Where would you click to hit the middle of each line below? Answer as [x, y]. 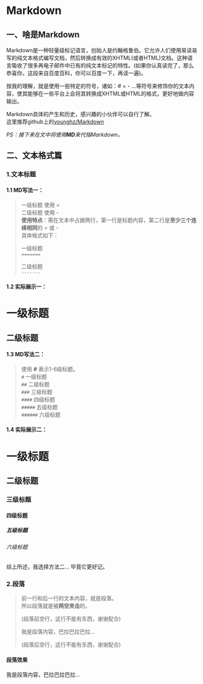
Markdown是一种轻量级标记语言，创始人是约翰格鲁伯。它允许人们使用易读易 [102, 50]
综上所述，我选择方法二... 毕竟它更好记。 [57, 567]
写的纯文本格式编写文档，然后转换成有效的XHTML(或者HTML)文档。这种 [97, 58]
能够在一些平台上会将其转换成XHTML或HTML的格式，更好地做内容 [111, 94]
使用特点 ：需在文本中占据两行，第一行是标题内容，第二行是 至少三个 [106, 220]
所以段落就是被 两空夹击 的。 [56, 606]
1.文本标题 [21, 174]
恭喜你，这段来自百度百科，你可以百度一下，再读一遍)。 [76, 73]
